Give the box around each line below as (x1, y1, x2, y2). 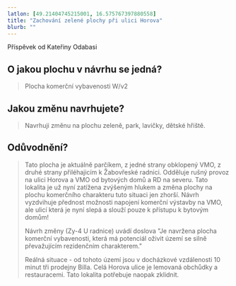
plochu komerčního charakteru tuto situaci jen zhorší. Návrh (24, 190, 199, 198)
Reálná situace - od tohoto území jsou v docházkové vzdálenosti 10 (24, 255, 221, 263)
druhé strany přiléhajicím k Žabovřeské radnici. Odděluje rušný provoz (24, 167, 230, 177)
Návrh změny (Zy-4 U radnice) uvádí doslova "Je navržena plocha (24, 227, 217, 235)
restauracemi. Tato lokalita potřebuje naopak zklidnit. (24, 270, 179, 279)
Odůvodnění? (7, 142, 69, 154)
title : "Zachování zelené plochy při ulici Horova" (7, 17, 163, 24)
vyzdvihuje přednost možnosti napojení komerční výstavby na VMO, (24, 198, 223, 206)
